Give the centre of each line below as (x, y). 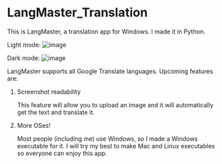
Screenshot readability (49, 92)
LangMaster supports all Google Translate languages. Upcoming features (110, 71)
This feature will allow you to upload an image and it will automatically (115, 105)
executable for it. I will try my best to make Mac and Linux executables (116, 146)
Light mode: (24, 44)
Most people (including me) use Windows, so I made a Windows (107, 139)
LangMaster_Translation (78, 13)
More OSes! (34, 125)
